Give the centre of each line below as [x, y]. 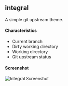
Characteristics [21, 30]
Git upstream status [32, 57]
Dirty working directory [35, 47]
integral [17, 8]
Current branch [27, 42]
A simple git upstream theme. [34, 19]
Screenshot [17, 68]
